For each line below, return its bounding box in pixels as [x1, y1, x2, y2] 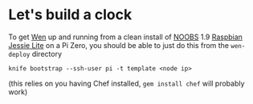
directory [31, 49, 63, 58]
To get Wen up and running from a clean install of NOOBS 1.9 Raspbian [8, 32, 243, 42]
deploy [8, 50, 31, 58]
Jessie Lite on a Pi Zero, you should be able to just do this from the [8, 40, 230, 50]
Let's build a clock [8, 6, 133, 24]
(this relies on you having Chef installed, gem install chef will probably [8, 78, 245, 88]
